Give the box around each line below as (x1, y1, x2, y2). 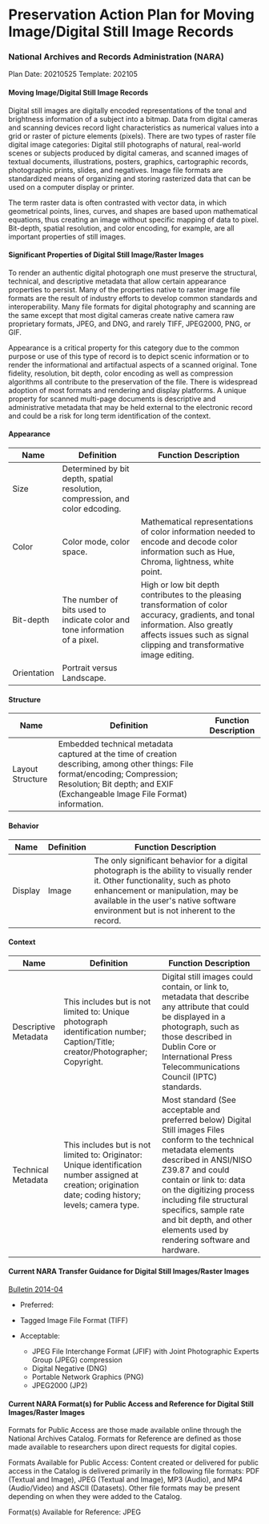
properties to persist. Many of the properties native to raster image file (8, 284, 240, 294)
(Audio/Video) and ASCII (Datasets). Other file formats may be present (8, 1483, 240, 1493)
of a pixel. (62, 634, 99, 645)
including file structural (161, 1194, 248, 1205)
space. (62, 546, 88, 557)
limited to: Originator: (63, 1149, 143, 1160)
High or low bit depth (140, 579, 220, 590)
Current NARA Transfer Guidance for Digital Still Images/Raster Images (8, 1267, 250, 1277)
